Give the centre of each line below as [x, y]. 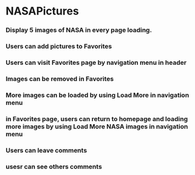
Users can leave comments [46, 150]
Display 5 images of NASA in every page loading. [79, 30]
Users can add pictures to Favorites [59, 47]
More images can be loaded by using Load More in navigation [97, 95]
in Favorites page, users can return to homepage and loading [97, 119]
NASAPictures [42, 11]
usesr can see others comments [54, 167]
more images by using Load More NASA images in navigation [97, 127]
